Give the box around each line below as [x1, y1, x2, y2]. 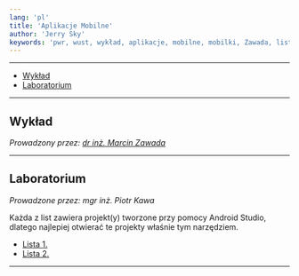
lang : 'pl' [9, 12, 50, 22]
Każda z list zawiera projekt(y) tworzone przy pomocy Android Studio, [9, 212, 267, 223]
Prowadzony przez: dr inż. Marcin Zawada [9, 138, 166, 148]
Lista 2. [21, 248, 50, 258]
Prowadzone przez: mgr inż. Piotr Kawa [9, 194, 155, 205]
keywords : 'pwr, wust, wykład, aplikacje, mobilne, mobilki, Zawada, [9, 37, 273, 47]
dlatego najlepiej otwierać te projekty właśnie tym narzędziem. [9, 221, 238, 232]
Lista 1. [21, 239, 48, 249]
